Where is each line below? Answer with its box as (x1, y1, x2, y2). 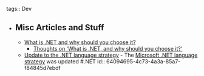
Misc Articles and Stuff (15, 22, 104, 33)
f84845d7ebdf (24, 64, 61, 71)
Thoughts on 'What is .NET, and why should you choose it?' (33, 45, 183, 52)
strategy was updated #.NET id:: (24, 57, 105, 65)
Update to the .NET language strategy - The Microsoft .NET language (24, 51, 198, 59)
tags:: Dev (6, 5, 32, 12)
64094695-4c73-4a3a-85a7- (106, 57, 181, 65)
